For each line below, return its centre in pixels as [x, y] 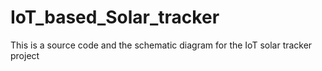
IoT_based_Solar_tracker [115, 17]
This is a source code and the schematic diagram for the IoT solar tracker [161, 45]
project [25, 55]
